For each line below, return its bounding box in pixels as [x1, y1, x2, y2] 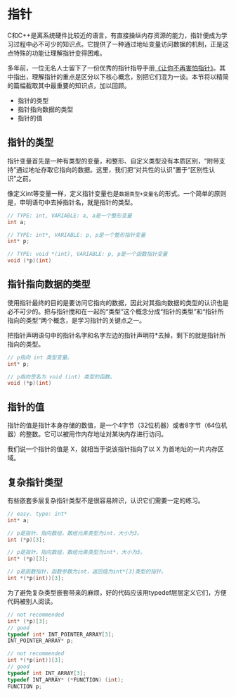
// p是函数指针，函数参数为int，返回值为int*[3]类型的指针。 [7, 568, 166, 575]
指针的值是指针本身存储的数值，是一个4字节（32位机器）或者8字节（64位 [7, 421, 221, 430]
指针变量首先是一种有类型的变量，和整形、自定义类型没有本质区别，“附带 [7, 156, 220, 165]
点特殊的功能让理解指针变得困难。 [7, 49, 106, 57]
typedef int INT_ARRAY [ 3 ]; [7, 670, 86, 677]
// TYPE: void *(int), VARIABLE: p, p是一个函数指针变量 [7, 251, 168, 258]
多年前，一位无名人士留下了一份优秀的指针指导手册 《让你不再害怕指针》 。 [7, 63, 220, 72]
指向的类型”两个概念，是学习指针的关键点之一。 [7, 316, 146, 324]
